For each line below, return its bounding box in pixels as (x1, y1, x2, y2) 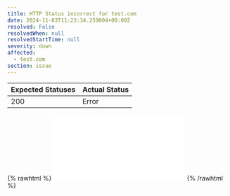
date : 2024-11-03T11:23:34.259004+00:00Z (7, 17, 131, 24)
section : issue (7, 62, 52, 69)
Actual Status (82, 85, 129, 94)
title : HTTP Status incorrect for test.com (7, 10, 137, 17)
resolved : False (7, 23, 55, 30)
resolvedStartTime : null (7, 36, 80, 43)
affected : (7, 50, 37, 57)
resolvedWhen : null (7, 29, 65, 37)
